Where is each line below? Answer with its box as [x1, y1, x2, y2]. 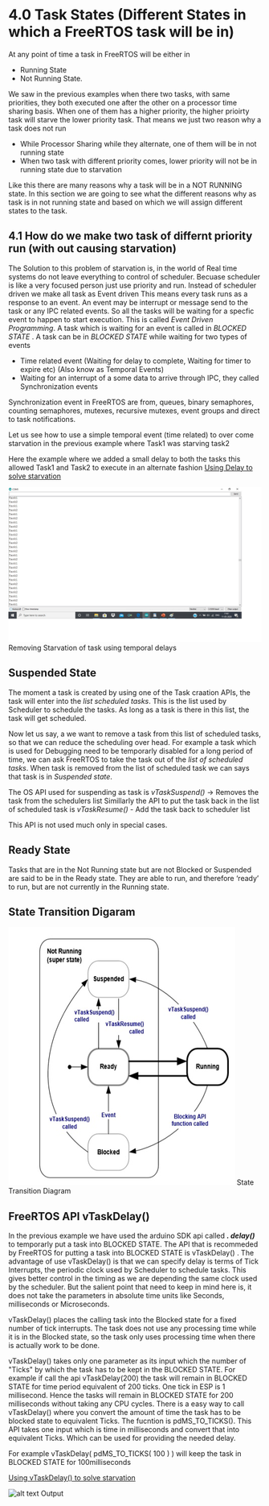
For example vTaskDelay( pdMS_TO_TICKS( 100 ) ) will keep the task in [8, 1449, 242, 1458]
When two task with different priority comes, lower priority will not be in [19, 155, 258, 166]
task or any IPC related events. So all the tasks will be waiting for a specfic [8, 306, 255, 316]
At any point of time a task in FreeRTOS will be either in [8, 49, 190, 59]
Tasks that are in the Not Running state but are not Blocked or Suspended [8, 864, 252, 875]
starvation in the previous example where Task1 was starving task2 [8, 438, 230, 448]
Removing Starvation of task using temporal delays [8, 643, 177, 652]
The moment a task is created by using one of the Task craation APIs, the [8, 687, 251, 697]
